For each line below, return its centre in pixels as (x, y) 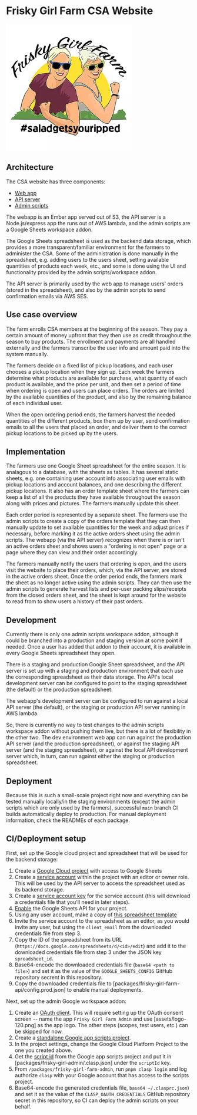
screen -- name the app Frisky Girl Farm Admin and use (84, 1019)
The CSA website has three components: (56, 182)
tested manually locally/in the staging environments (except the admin (91, 801)
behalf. (23, 1106)
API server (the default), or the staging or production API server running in (96, 707)
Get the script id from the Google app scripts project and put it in (93, 1056)
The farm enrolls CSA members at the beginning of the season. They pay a (97, 329)
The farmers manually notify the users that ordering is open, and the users (96, 564)
